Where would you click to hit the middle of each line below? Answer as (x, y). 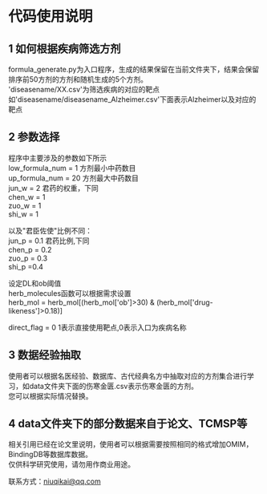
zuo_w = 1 (25, 205)
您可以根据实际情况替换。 (51, 396)
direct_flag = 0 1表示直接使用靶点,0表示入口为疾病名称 (97, 327)
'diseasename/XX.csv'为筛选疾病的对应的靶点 (84, 89)
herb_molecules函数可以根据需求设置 (70, 293)
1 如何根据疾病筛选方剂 (65, 49)
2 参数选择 (34, 137)
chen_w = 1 (27, 196)
